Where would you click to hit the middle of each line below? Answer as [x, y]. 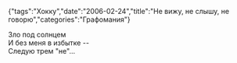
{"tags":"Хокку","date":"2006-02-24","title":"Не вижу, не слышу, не [118, 11]
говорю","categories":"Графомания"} [69, 19]
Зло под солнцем [37, 35]
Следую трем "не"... [42, 51]
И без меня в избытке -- [49, 43]
